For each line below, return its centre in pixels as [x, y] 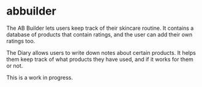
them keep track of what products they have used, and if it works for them [100, 59]
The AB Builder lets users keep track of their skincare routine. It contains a [100, 28]
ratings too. [21, 41]
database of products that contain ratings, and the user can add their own [99, 34]
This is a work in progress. [40, 77]
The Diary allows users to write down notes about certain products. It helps [101, 52]
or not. [15, 66]
